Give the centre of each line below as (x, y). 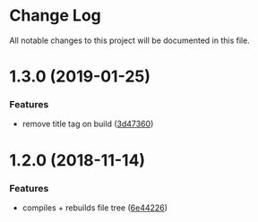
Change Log (55, 16)
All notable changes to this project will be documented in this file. (130, 40)
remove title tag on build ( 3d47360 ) (88, 124)
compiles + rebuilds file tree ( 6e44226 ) (95, 208)
